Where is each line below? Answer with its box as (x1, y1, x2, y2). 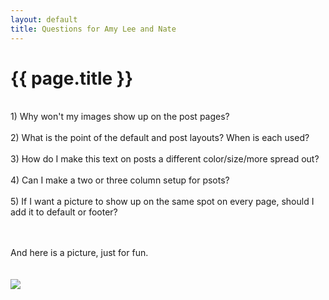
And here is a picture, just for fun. (10, 247, 149, 259)
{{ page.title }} (10, 67, 134, 90)
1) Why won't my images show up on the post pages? (10, 111, 230, 123)
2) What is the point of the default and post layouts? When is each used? (10, 132, 310, 144)
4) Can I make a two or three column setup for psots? (10, 174, 230, 186)
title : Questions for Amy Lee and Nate (10, 24, 177, 34)
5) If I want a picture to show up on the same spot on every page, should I (10, 196, 315, 208)
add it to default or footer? (10, 206, 118, 218)
